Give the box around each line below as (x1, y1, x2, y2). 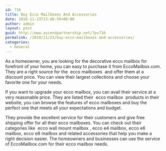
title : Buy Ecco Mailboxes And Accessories (5, 12, 97, 17)
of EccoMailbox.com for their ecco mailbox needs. (5, 141, 109, 147)
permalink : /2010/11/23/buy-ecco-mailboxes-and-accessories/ (5, 35, 135, 40)
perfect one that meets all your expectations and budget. (5, 105, 122, 111)
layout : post (5, 26, 32, 31)
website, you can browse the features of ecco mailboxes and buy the (5, 99, 147, 105)
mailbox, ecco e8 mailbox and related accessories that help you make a (5, 130, 152, 136)
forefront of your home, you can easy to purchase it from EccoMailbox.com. (5, 63, 161, 69)
